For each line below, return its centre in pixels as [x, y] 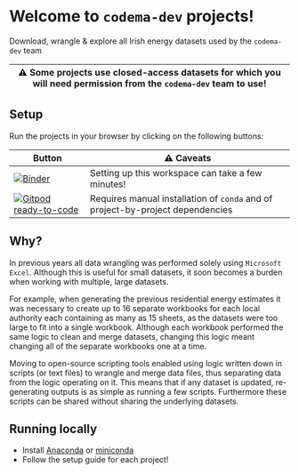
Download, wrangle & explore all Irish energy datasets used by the [130, 41]
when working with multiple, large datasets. [89, 281]
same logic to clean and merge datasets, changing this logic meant [132, 336]
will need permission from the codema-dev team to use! [149, 84]
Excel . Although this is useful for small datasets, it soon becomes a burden [146, 272]
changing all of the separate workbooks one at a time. [108, 346]
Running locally [53, 429]
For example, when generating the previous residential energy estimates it [145, 299]
